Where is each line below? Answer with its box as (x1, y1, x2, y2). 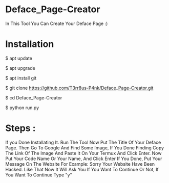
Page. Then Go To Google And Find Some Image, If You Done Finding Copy (5, 144, 164, 151)
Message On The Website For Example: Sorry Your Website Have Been (5, 161, 155, 167)
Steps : (5, 122, 36, 134)
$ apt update (5, 55, 32, 61)
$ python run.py (5, 104, 39, 111)
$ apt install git (5, 75, 37, 81)
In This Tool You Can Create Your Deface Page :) (5, 20, 108, 27)
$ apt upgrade (5, 65, 36, 71)
